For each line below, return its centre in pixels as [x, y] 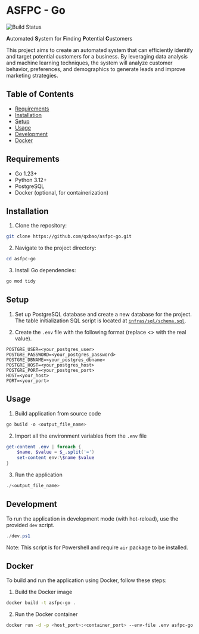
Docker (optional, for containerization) [62, 192]
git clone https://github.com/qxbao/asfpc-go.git [69, 236]
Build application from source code [58, 413]
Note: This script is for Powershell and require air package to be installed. [97, 547]
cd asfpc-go [21, 259]
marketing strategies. [32, 75]
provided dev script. [30, 525]
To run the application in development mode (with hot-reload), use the [92, 518]
